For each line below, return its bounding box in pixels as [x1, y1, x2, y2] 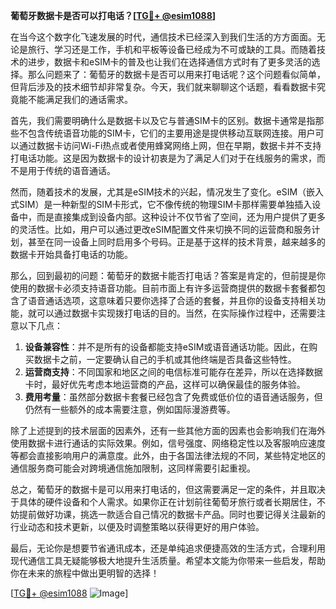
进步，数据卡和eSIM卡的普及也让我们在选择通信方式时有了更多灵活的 [27, 56, 312, 68]
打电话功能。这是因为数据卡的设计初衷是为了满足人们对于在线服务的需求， [10, 152, 317, 164]
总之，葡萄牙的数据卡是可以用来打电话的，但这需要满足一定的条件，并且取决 [10, 484, 326, 495]
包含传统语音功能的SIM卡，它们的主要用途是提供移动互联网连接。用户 [27, 127, 316, 139]
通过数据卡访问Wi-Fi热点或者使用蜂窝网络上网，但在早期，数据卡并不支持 [18, 140, 322, 151]
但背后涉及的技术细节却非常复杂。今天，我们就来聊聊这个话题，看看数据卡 [10, 81, 317, 93]
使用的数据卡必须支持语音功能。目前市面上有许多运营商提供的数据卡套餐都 [10, 282, 317, 294]
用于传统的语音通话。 [27, 165, 116, 176]
